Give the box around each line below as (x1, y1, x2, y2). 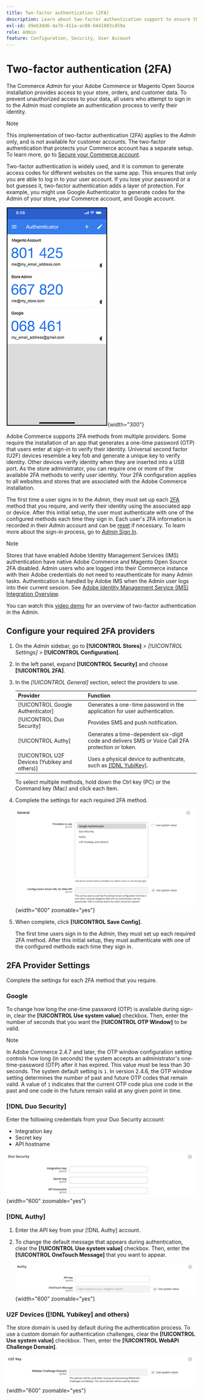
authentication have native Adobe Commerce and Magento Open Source (6, 558, 187, 565)
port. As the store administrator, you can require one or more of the (6, 465, 174, 473)
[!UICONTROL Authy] (18, 737, 71, 744)
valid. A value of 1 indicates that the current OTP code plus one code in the (6, 1080, 193, 1088)
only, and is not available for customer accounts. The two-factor (6, 138, 166, 146)
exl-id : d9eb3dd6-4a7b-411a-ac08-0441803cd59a (6, 22, 126, 29)
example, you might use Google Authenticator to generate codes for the (6, 189, 185, 196)
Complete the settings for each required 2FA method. (14, 796, 148, 804)
